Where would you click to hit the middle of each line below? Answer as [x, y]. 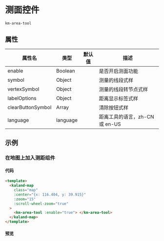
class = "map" [26, 190]
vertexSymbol [23, 89]
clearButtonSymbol [30, 107]
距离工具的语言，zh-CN [127, 116]
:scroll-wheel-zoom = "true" [41, 204]
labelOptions [22, 98]
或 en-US [110, 124]
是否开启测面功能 [118, 71]
